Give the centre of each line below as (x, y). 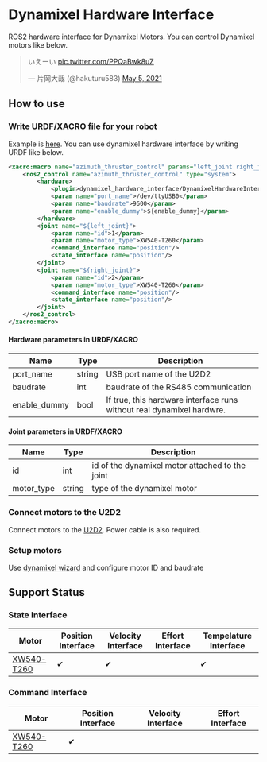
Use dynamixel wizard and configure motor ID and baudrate (106, 567)
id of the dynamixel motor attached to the (169, 466)
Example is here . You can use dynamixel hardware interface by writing (123, 144)
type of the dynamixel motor (144, 489)
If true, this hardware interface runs (172, 400)
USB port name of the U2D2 (159, 374)
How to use (37, 104)
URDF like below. (36, 152)
